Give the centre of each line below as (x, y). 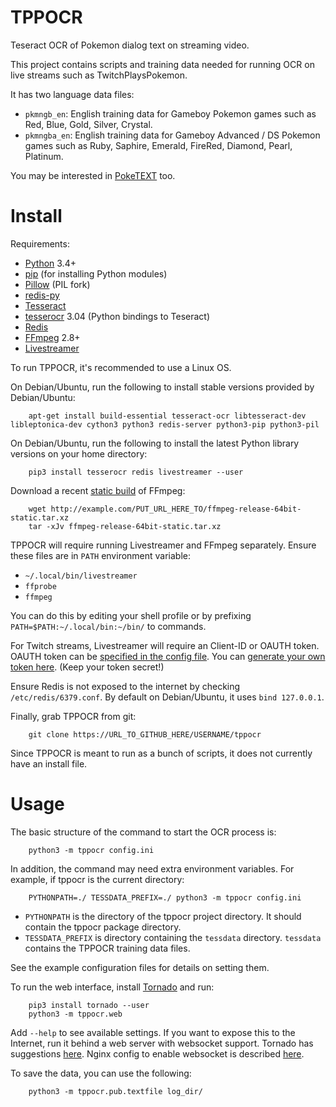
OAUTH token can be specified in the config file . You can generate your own (168, 656)
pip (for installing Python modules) (96, 273)
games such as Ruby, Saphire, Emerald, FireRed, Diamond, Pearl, (158, 145)
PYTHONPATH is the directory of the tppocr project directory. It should (163, 916)
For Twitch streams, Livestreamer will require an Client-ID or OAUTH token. (165, 645)
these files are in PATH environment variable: (101, 555)
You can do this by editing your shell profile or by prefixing (131, 615)
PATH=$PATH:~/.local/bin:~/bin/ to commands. (108, 626)
